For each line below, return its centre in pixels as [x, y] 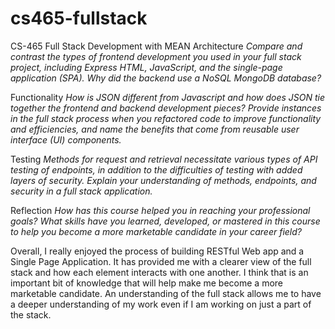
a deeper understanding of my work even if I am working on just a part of [161, 304]
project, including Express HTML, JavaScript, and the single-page [146, 67]
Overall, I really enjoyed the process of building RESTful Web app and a [157, 251]
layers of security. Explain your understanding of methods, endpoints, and [163, 180]
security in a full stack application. [81, 191]
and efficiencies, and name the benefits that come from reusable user [155, 129]
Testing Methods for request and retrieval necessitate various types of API [164, 159]
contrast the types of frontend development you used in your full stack [156, 56]
